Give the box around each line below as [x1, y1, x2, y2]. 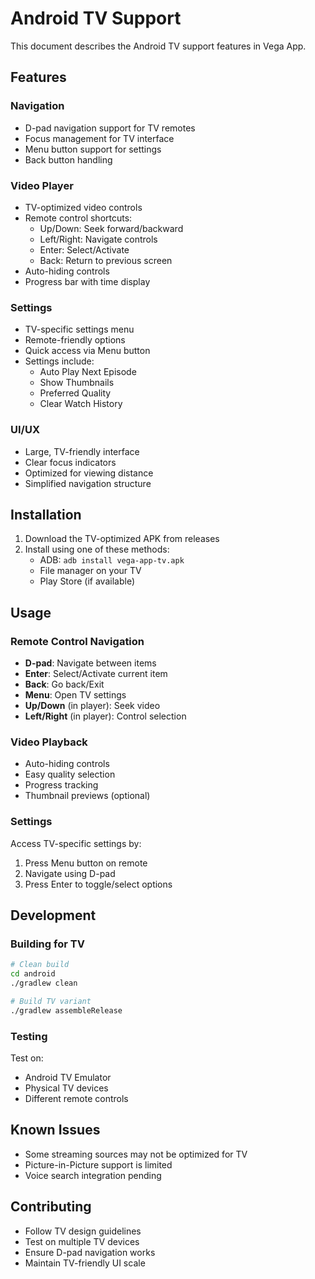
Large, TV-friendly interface [24, 445, 140, 457]
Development [10, 907, 97, 924]
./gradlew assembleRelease [10, 1005, 123, 1016]
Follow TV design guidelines [24, 1225, 142, 1237]
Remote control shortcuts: [24, 212, 133, 224]
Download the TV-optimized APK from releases [24, 533, 220, 545]
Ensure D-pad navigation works [24, 1246, 156, 1258]
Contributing [10, 1198, 92, 1216]
